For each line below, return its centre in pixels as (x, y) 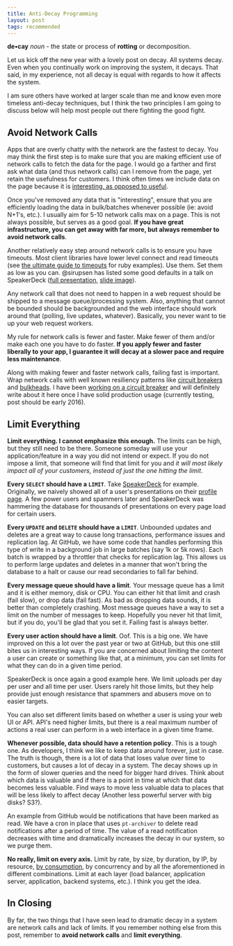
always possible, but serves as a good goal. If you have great (96, 222)
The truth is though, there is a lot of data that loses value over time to (106, 758)
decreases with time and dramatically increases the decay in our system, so (116, 838)
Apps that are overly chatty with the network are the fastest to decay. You (113, 149)
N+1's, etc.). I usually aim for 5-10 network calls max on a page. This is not (114, 215)
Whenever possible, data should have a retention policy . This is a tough (112, 743)
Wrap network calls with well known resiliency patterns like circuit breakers (115, 380)
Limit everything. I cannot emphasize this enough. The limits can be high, (115, 441)
